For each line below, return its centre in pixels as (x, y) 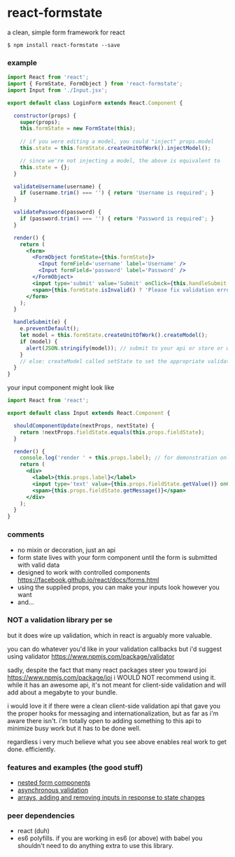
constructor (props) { (45, 116)
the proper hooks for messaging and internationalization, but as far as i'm (113, 713)
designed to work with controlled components (84, 572)
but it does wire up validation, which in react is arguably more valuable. (109, 635)
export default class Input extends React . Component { (89, 413)
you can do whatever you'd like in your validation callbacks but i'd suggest (115, 649)
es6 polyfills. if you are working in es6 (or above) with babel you (110, 838)
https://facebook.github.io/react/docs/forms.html (88, 580)
